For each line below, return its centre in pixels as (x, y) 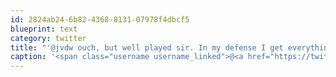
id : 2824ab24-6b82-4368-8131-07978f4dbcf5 (100, 19)
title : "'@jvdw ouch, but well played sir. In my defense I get (147, 47)
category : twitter (48, 38)
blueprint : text (44, 29)
